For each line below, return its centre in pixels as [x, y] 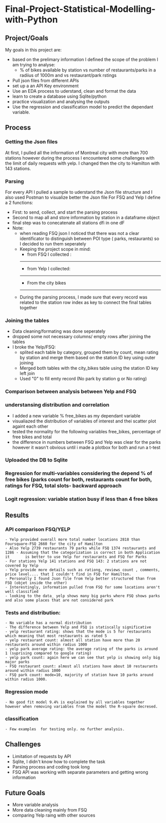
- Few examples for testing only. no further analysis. [65, 729]
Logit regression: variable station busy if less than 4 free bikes [82, 499]
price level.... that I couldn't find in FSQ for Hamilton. [68, 574]
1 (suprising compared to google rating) [48, 653]
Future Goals [25, 793]
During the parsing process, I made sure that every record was [83, 297]
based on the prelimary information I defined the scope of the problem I [85, 59]
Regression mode [27, 692]
